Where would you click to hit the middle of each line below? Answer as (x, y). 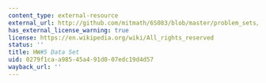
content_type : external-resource (63, 15)
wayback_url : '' (35, 67)
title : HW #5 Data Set (44, 52)
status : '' (26, 45)
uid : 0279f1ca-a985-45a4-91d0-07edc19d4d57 (81, 60)
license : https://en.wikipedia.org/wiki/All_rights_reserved (111, 38)
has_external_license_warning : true (68, 30)
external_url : (32, 23)
